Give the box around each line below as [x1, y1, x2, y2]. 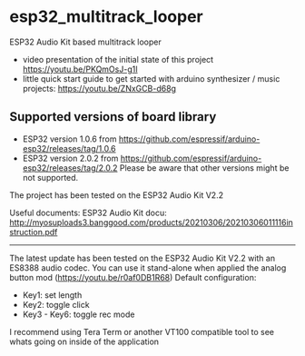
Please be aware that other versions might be [119, 162, 290, 173]
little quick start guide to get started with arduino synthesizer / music [22, 73, 280, 84]
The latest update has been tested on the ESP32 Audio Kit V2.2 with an [9, 252, 275, 263]
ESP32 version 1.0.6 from [22, 133, 117, 144]
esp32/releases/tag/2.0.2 [22, 162, 118, 173]
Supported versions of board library [9, 109, 217, 124]
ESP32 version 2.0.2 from [22, 153, 119, 163]
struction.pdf [9, 226, 58, 237]
